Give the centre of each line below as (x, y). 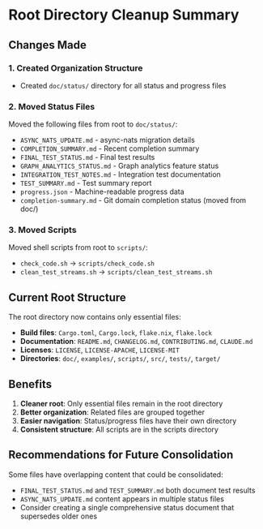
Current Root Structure (68, 297)
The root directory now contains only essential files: (95, 317)
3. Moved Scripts (42, 230)
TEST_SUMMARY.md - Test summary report (86, 183)
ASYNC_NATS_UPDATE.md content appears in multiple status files (122, 499)
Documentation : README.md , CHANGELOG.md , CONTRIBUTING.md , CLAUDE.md (136, 342)
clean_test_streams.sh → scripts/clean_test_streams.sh (116, 272)
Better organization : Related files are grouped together (112, 412)
